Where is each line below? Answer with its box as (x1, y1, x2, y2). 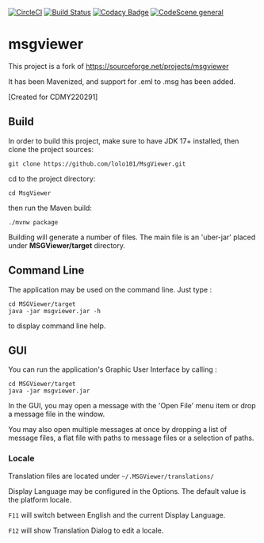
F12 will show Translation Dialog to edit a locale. (8, 526, 164, 535)
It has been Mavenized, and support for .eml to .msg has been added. (8, 76, 236, 86)
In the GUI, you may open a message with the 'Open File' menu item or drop (8, 401, 256, 411)
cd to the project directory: (8, 174, 96, 183)
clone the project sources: (8, 144, 94, 154)
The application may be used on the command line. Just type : (8, 285, 212, 294)
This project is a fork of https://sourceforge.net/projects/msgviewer (8, 61, 229, 71)
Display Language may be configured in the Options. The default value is (8, 486, 247, 495)
